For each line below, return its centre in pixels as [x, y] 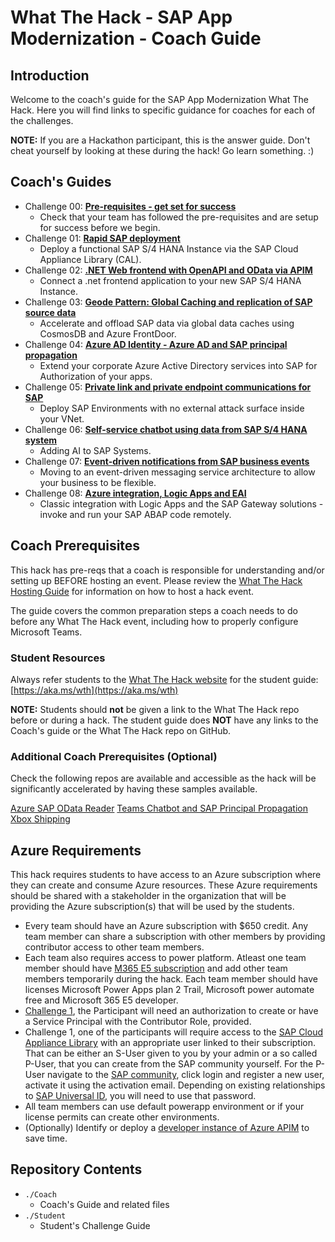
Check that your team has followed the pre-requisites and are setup [179, 217]
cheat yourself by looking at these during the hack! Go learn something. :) [162, 150]
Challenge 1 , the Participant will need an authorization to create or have [171, 1011]
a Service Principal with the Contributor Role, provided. [138, 1022]
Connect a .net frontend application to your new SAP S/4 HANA [170, 280]
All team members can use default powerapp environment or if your [164, 1107]
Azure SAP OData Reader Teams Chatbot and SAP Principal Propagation [159, 808]
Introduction [50, 75]
